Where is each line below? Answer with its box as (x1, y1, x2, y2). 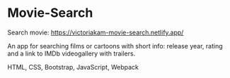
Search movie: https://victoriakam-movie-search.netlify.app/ (7, 28, 184, 37)
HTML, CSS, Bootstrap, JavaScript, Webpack (7, 63, 139, 71)
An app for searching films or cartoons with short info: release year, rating (7, 41, 223, 50)
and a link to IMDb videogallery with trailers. (7, 49, 136, 58)
